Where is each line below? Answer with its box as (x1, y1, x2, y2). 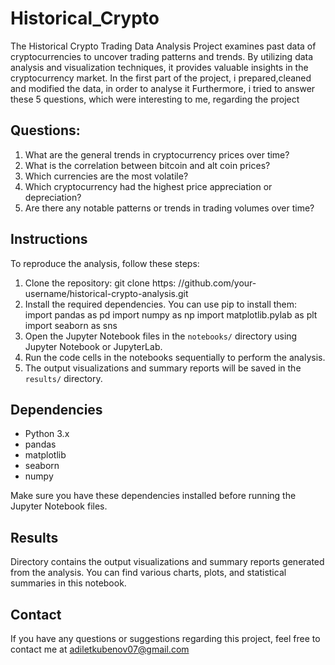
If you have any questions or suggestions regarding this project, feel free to (10, 633, 321, 644)
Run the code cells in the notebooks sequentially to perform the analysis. (24, 351, 326, 363)
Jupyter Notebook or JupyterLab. (24, 340, 163, 352)
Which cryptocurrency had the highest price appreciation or (24, 180, 273, 192)
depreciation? (24, 191, 82, 203)
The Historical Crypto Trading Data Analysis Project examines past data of (10, 40, 317, 52)
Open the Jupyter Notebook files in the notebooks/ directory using (24, 330, 298, 342)
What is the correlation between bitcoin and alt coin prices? (24, 159, 271, 171)
